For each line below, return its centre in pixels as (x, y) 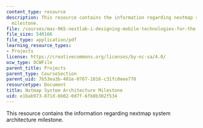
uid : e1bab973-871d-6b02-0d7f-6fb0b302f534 (62, 96)
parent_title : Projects (36, 68)
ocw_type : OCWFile (29, 62)
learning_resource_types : (39, 46)
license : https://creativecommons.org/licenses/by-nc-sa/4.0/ (86, 57)
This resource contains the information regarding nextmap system (89, 113)
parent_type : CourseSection (42, 74)
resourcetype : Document (36, 85)
